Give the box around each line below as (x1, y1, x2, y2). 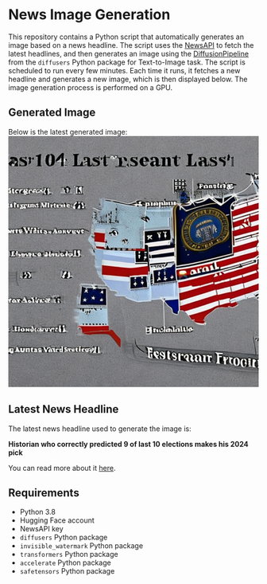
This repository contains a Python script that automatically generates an (8, 32, 245, 41)
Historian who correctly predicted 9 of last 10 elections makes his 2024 (8, 439, 249, 449)
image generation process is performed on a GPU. (8, 82, 173, 92)
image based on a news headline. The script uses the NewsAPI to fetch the (8, 40, 254, 49)
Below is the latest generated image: (8, 127, 128, 136)
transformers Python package (19, 550, 118, 559)
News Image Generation (8, 6, 171, 24)
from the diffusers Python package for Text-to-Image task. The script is (8, 57, 246, 67)
